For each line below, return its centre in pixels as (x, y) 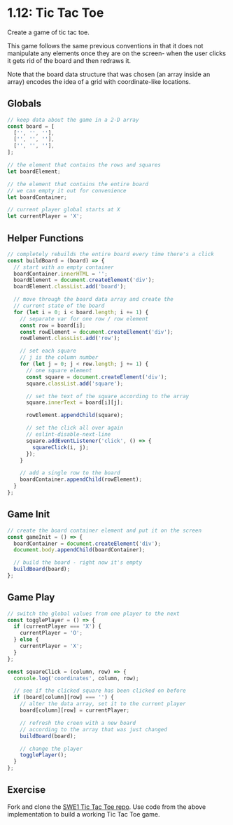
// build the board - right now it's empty (78, 563)
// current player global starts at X (64, 210)
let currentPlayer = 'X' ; (45, 216)
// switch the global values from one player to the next (93, 614)
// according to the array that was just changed (94, 729)
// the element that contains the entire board (78, 184)
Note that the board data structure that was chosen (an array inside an (109, 74)
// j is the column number (59, 358)
